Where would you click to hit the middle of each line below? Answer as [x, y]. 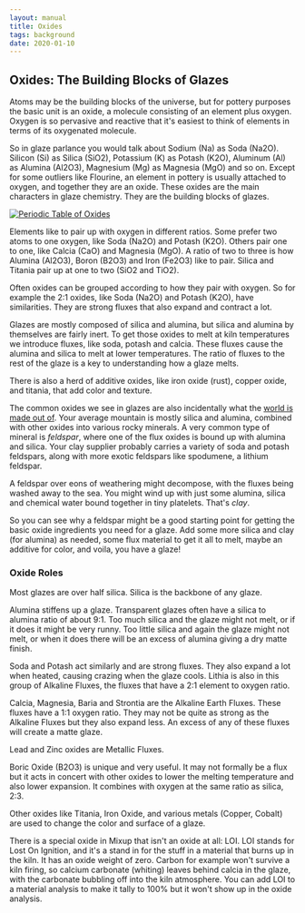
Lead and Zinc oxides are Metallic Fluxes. [87, 750]
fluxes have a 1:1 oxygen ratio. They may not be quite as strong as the [139, 712]
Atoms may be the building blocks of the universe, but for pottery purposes [150, 102]
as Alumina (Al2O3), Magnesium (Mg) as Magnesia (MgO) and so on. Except [152, 168]
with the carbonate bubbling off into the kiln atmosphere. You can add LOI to [152, 879]
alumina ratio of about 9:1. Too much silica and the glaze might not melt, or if [152, 620]
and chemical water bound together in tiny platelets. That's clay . [130, 503]
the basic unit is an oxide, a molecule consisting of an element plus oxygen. [151, 112]
